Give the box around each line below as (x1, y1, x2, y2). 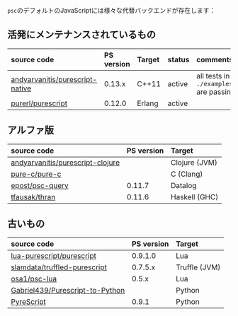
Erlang (137, 98, 159, 108)
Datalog (171, 180, 197, 190)
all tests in (196, 71, 230, 81)
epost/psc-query (11, 180, 69, 190)
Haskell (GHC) (171, 192, 219, 201)
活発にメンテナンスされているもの (7, 29, 156, 41)
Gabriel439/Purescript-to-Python (11, 286, 125, 295)
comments (196, 54, 234, 64)
